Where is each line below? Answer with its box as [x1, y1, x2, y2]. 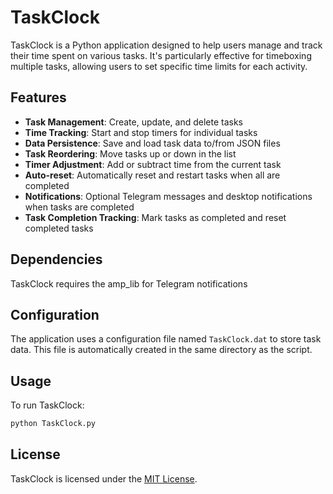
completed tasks [24, 222, 94, 234]
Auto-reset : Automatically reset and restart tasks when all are [24, 169, 281, 181]
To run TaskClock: [10, 399, 85, 411]
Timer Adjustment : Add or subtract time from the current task [24, 158, 282, 170]
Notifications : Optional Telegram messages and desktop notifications [24, 190, 313, 202]
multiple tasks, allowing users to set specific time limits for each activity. [10, 60, 308, 72]
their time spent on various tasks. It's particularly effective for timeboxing [10, 49, 312, 61]
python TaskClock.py [10, 419, 97, 429]
